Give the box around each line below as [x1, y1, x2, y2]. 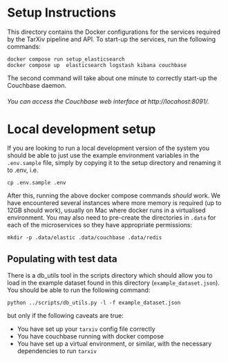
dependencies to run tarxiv [17, 347, 97, 355]
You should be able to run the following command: [7, 286, 151, 294]
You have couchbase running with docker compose [17, 332, 164, 341]
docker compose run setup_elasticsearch [7, 55, 126, 63]
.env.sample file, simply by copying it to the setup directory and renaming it [7, 159, 221, 167]
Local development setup [7, 121, 156, 137]
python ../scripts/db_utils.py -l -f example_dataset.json [7, 299, 181, 307]
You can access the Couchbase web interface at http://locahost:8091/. [7, 97, 209, 105]
